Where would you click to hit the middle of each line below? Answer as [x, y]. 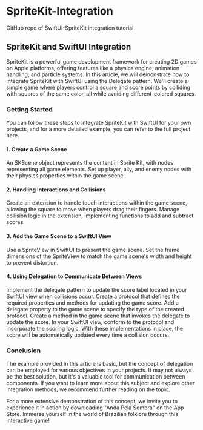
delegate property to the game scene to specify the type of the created [95, 309]
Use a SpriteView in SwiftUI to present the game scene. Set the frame [93, 250]
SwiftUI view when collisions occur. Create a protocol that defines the [93, 296]
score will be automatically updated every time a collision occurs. [88, 335]
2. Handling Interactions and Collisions [56, 190]
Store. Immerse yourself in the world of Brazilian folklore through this [92, 414]
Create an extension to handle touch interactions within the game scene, [97, 203]
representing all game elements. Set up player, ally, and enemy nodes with [99, 169]
